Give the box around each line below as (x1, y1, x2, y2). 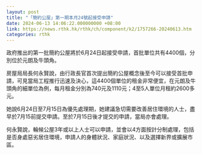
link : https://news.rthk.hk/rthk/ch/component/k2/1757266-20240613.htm (6, 26, 192, 32)
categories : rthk (6, 32, 50, 38)
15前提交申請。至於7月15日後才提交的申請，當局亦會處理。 (25, 113, 172, 121)
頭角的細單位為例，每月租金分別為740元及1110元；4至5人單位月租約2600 (6, 85, 190, 92)
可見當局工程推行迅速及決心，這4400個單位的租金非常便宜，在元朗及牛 (16, 77, 196, 85)
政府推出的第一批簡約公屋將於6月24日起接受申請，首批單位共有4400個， (6, 49, 190, 57)
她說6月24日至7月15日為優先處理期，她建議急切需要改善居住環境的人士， (6, 105, 190, 113)
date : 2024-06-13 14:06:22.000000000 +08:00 (6, 20, 121, 26)
